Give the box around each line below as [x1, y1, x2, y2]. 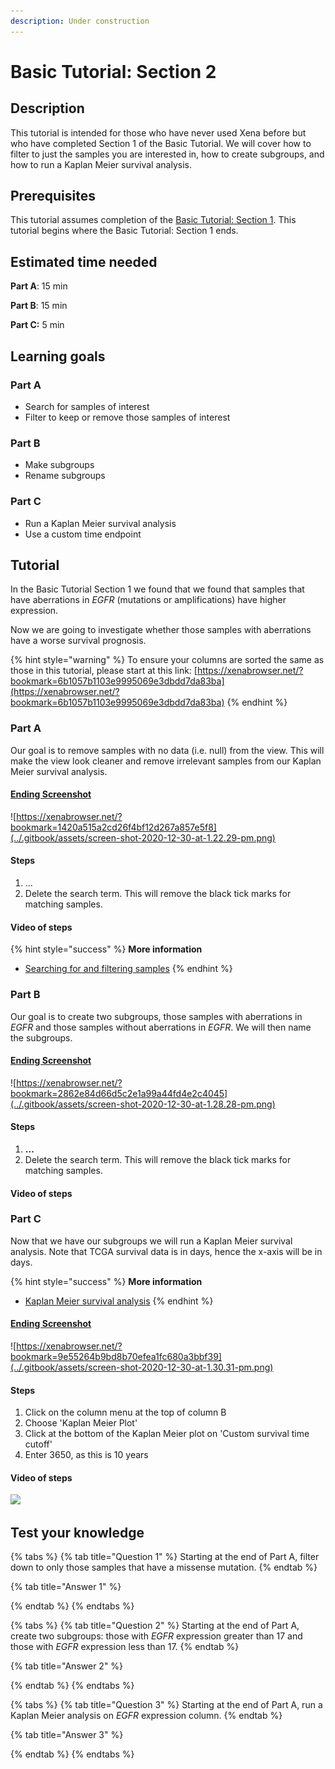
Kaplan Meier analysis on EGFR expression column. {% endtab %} [10, 1710, 283, 1722]
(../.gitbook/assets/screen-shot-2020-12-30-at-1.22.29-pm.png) [10, 831, 276, 844]
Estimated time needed [10, 253, 158, 270]
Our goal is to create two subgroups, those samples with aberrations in [10, 1010, 303, 1022]
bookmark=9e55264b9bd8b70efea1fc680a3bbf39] [10, 1351, 222, 1363]
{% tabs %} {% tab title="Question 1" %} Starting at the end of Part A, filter [10, 1551, 320, 1563]
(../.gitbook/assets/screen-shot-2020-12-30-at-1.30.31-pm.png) [10, 1361, 274, 1374]
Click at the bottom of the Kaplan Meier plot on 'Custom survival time [24, 1428, 310, 1440]
